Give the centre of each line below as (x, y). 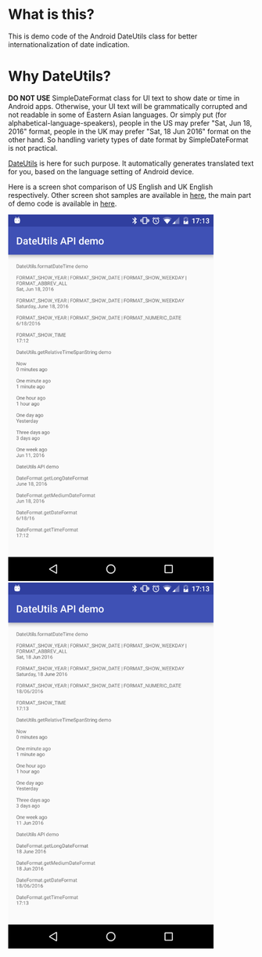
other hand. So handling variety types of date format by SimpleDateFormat (128, 140)
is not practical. (33, 148)
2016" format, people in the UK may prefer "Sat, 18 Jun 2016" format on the (130, 131)
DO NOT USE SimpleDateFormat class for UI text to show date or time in (124, 98)
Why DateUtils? (59, 77)
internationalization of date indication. (69, 44)
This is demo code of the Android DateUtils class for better (103, 36)
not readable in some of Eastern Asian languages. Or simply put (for (117, 115)
